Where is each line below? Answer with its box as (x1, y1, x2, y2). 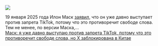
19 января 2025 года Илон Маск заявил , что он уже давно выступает (5, 14, 153, 20)
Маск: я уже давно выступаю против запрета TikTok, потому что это (5, 30, 152, 36)
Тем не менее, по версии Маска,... (5, 25, 79, 30)
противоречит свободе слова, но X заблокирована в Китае (5, 35, 131, 41)
